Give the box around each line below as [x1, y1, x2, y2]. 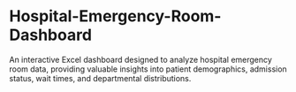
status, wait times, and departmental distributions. [9, 73, 192, 83]
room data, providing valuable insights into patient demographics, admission [9, 64, 287, 74]
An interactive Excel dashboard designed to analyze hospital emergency [9, 54, 272, 65]
